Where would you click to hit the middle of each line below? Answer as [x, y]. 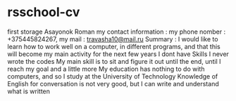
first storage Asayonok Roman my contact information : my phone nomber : [117, 32]
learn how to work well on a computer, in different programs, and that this [114, 46]
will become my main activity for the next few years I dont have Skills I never [118, 54]
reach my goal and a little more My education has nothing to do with [106, 69]
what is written [29, 91]
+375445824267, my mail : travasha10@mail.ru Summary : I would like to [113, 39]
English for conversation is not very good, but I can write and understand [113, 83]
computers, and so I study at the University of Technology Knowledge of [113, 76]
